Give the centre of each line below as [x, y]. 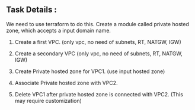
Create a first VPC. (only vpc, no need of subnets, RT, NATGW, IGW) [98, 42]
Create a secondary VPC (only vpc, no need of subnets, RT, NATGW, [98, 54]
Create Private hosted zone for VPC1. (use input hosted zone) [90, 71]
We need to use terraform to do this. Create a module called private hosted [98, 24]
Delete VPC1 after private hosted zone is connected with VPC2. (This [99, 94]
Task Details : [32, 10]
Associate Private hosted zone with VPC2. [66, 83]
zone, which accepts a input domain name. [59, 30]
